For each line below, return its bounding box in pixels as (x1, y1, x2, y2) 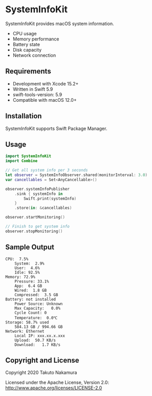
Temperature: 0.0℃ (14, 315, 58, 320)
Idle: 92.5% (14, 270, 40, 275)
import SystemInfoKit (5, 153, 52, 159)
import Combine (5, 159, 38, 164)
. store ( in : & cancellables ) (14, 206, 72, 211)
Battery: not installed (5, 297, 56, 302)
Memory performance (12, 36, 59, 42)
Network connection (12, 52, 56, 58)
